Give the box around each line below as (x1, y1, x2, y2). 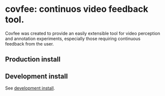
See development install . (5, 85, 55, 91)
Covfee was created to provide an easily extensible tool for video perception (5, 30, 161, 36)
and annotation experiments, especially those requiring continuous (5, 36, 141, 42)
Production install (5, 55, 61, 64)
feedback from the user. (5, 41, 54, 47)
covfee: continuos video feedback (5, 3, 149, 15)
